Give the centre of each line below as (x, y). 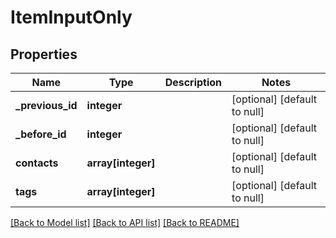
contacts (37, 163)
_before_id (41, 134)
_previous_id (46, 105)
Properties (44, 54)
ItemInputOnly (71, 17)
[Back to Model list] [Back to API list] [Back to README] (125, 222)
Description (193, 82)
